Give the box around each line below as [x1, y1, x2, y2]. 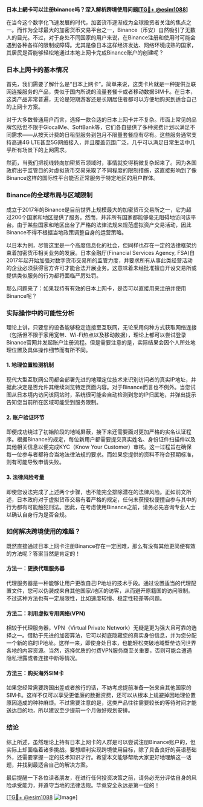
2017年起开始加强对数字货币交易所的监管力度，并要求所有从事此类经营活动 [6, 257, 193, 264]
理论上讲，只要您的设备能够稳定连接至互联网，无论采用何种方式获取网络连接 [6, 323, 197, 331]
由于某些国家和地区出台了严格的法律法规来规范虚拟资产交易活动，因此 [16, 221, 192, 228]
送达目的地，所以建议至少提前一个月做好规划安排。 [6, 707, 134, 714]
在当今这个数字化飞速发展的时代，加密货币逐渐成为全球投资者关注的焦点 [6, 19, 186, 26]
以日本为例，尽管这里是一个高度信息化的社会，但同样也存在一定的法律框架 [6, 242, 192, 249]
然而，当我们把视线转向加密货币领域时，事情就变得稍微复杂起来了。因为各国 [6, 159, 197, 166]
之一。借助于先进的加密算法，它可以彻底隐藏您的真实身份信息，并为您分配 [11, 632, 197, 639]
